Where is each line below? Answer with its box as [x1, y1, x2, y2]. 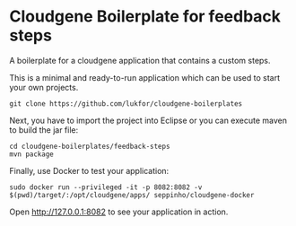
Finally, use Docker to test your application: [9, 165, 170, 176]
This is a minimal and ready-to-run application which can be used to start [9, 72, 281, 83]
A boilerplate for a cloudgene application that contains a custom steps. [9, 55, 271, 65]
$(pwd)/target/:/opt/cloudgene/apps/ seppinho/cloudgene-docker [9, 190, 255, 199]
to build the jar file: [9, 124, 79, 135]
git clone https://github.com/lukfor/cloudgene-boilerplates [9, 99, 243, 109]
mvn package [9, 150, 54, 159]
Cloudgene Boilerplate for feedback [9, 6, 281, 27]
